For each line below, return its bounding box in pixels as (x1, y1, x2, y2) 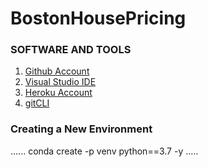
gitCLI (24, 97, 50, 109)
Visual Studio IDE (24, 76, 97, 88)
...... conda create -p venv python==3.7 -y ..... (10, 145, 199, 157)
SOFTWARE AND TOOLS (10, 43, 132, 57)
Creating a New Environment (10, 122, 153, 136)
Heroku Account (24, 87, 93, 99)
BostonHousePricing (10, 7, 187, 30)
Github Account (24, 65, 90, 77)
